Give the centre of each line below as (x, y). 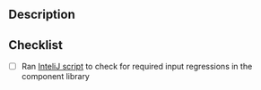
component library (56, 77)
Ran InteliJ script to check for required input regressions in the (137, 67)
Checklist (36, 45)
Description (42, 15)
